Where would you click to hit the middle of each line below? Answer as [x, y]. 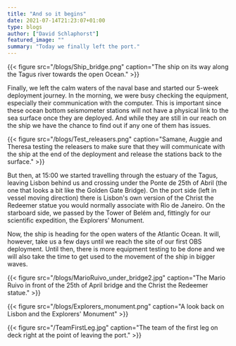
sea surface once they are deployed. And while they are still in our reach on [117, 118]
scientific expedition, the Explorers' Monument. [76, 220]
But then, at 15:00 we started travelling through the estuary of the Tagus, [113, 175]
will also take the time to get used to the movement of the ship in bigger [111, 256]
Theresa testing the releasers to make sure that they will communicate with [116, 147]
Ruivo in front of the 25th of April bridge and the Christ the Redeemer [108, 285]
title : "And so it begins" [47, 14]
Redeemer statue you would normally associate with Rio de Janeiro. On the [116, 205]
